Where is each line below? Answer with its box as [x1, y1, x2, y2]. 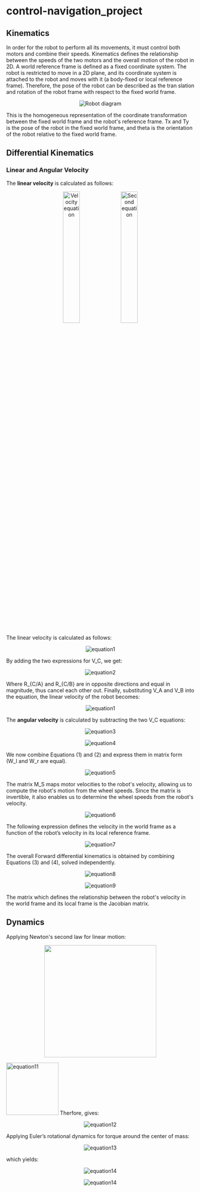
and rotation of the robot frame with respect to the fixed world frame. [6, 89, 176, 95]
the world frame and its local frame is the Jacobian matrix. [6, 899, 150, 907]
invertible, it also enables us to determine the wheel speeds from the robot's [6, 793, 194, 800]
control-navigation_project [6, 4, 143, 18]
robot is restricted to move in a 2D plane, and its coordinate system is [6, 69, 177, 76]
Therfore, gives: [59, 1109, 100, 1117]
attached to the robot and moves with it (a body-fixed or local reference [6, 76, 183, 83]
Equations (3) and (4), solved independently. [6, 859, 116, 866]
